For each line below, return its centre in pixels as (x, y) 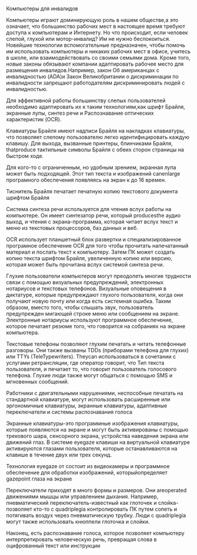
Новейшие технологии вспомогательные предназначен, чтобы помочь (96, 45)
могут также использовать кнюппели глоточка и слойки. (78, 522)
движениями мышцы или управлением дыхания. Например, (82, 496)
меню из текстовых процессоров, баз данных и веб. (72, 228)
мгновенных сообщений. (37, 382)
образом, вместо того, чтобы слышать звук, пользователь (80, 307)
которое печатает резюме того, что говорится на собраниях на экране (96, 326)
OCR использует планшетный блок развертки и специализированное (94, 239)
